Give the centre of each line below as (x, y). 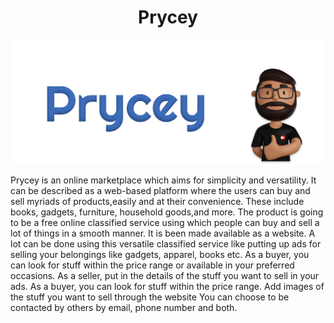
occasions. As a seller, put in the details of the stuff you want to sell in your (165, 276)
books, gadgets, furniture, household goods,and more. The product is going (167, 212)
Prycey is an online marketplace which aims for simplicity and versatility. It (163, 180)
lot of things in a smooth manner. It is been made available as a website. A (163, 233)
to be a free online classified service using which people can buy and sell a (165, 223)
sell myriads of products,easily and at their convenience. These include (157, 202)
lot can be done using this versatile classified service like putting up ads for (166, 244)
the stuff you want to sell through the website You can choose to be (150, 297)
